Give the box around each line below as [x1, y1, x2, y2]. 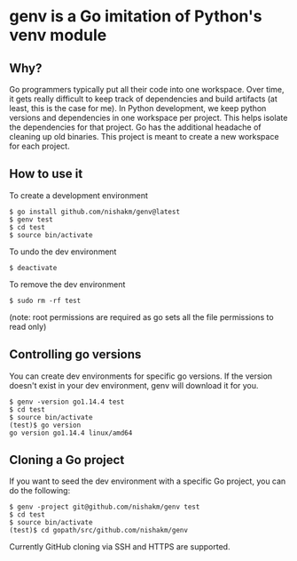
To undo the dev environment [9, 246, 117, 257]
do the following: [9, 485, 71, 496]
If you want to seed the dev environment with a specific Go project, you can [9, 476, 286, 486]
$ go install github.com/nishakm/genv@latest [9, 207, 180, 216]
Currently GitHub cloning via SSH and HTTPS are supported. [9, 541, 231, 552]
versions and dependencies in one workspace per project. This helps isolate [9, 113, 288, 123]
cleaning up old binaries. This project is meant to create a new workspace [9, 132, 279, 141]
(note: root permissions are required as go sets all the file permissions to [9, 311, 274, 322]
